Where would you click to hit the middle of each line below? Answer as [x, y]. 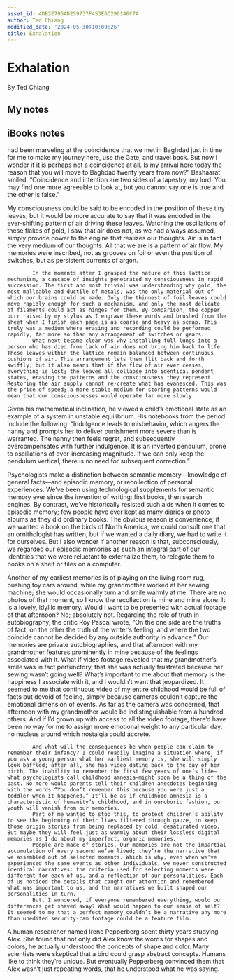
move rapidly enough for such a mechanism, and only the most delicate [114, 304]
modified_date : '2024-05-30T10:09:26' [64, 27]
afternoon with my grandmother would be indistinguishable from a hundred [115, 712]
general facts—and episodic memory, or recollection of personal [100, 482]
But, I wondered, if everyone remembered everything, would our [128, 900]
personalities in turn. [42, 894]
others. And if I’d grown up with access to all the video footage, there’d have [117, 719]
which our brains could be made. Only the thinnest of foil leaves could [117, 298]
